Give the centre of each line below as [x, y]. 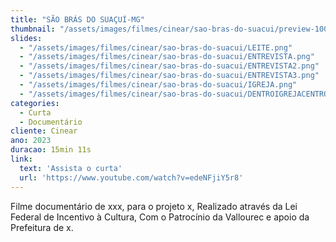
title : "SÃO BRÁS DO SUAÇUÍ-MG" [77, 19]
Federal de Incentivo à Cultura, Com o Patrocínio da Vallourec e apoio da [160, 217]
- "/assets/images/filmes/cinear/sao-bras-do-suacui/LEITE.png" [156, 47]
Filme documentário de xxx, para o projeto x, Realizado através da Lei [154, 206]
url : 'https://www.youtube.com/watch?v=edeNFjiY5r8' [131, 177]
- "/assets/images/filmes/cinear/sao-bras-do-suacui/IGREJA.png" [158, 85]
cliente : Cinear [44, 131]
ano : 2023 [31, 141]
